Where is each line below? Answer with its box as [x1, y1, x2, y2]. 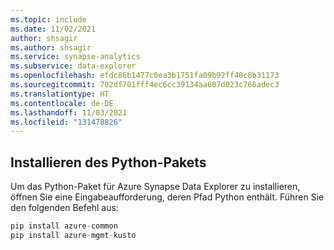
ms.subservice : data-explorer [10, 61, 137, 71]
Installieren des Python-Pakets [10, 154, 207, 171]
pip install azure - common [10, 221, 118, 231]
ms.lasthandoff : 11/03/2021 [10, 107, 128, 118]
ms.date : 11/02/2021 [10, 24, 97, 34]
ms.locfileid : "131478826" [10, 117, 123, 127]
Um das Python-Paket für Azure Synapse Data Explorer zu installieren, [10, 181, 301, 193]
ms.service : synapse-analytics [10, 52, 141, 62]
